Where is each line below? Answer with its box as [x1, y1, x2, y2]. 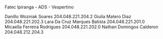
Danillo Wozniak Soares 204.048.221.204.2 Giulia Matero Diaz [4, 14, 132, 19]
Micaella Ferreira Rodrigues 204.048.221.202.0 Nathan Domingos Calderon [4, 24, 159, 30]
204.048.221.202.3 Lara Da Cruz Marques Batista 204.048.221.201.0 [4, 19, 145, 24]
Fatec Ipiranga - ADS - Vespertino [4, 4, 74, 10]
